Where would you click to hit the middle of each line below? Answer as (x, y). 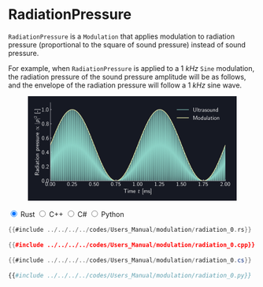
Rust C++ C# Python (72, 214)
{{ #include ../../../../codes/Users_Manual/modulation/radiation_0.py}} (130, 275)
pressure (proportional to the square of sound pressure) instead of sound (127, 44)
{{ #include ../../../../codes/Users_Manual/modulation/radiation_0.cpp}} (132, 245)
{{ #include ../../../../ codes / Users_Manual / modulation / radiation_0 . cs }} (130, 260)
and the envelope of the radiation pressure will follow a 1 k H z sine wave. (125, 85)
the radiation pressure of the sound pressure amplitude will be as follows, (127, 76)
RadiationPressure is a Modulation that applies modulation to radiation (121, 36)
